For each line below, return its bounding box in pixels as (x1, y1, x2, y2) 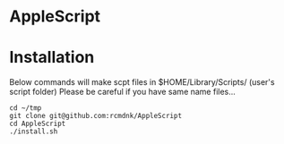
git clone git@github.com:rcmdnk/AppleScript (9, 112, 182, 121)
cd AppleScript (9, 119, 66, 129)
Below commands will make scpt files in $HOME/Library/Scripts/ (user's (9, 77, 275, 88)
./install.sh (9, 127, 58, 136)
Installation (9, 47, 95, 68)
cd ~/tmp (9, 104, 42, 113)
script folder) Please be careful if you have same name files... (9, 87, 236, 97)
